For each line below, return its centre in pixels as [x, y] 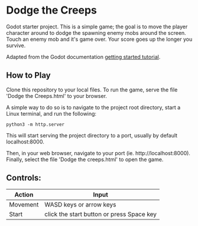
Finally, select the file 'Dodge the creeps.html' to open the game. [85, 159]
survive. [16, 45]
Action [24, 194]
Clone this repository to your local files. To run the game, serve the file [92, 90]
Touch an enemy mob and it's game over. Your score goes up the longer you [99, 39]
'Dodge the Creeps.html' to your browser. [57, 96]
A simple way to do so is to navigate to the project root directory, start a [93, 107]
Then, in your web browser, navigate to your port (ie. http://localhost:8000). [98, 153]
